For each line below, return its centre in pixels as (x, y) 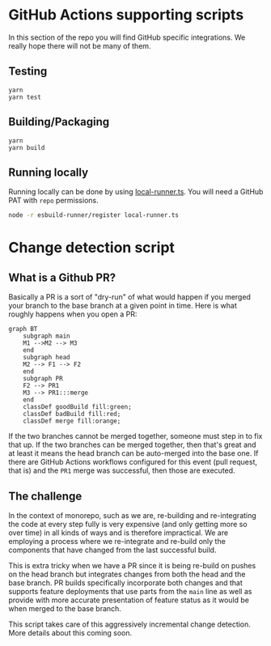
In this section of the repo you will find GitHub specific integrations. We (127, 37)
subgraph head (47, 358)
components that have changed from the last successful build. (112, 550)
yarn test (25, 97)
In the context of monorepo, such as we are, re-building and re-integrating (132, 516)
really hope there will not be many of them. (80, 45)
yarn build (27, 147)
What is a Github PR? (62, 277)
